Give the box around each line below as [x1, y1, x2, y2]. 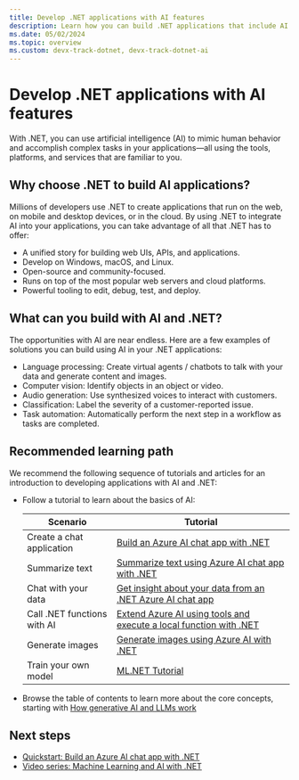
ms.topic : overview [9, 37, 82, 47]
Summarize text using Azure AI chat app [116, 556, 285, 569]
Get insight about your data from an [116, 581, 265, 594]
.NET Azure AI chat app [116, 593, 214, 605]
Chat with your [26, 581, 89, 594]
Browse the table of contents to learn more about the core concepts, [21, 693, 274, 703]
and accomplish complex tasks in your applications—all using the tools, [9, 143, 271, 153]
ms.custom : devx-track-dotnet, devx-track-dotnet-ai [9, 46, 209, 55]
